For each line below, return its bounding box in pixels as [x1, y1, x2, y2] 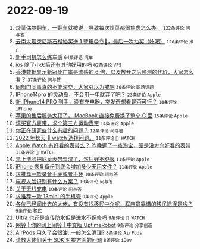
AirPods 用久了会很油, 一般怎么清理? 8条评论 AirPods [15, 229, 142, 236]
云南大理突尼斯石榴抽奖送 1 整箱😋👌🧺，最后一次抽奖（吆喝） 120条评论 [15, 38, 188, 45]
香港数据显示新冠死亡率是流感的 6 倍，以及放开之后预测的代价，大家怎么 [15, 68, 194, 75]
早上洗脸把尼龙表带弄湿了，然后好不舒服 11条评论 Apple [15, 155, 150, 163]
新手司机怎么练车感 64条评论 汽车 [15, 53, 93, 60]
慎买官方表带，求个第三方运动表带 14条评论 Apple [15, 119, 135, 126]
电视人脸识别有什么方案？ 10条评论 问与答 [15, 178, 114, 185]
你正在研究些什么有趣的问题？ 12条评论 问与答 [15, 126, 124, 134]
